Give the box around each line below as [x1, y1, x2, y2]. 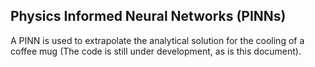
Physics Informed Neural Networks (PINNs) [10, 8, 287, 25]
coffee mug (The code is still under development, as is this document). [10, 45, 302, 57]
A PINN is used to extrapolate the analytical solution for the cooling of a [10, 34, 305, 46]
